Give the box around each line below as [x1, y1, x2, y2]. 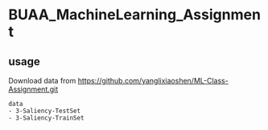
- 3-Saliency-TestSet [8, 107, 81, 115]
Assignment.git [8, 84, 59, 94]
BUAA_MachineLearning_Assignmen [8, 6, 262, 24]
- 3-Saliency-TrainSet [8, 114, 85, 122]
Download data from [8, 76, 76, 85]
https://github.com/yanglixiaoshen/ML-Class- [77, 76, 229, 85]
